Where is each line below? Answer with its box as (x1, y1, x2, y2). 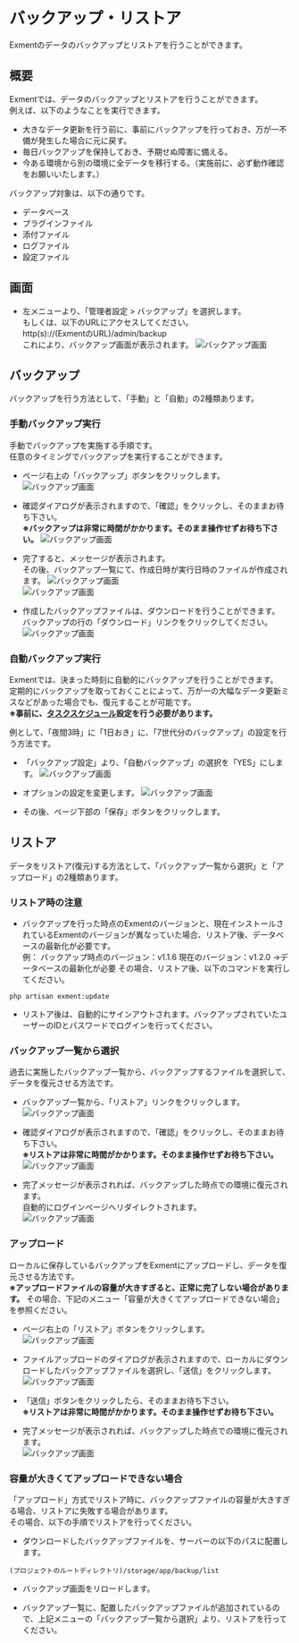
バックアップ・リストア (9, 8, 182, 29)
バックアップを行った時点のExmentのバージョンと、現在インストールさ (21, 918, 285, 929)
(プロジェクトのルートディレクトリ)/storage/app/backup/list (9, 1566, 220, 1575)
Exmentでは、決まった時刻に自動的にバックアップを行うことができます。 (9, 674, 278, 685)
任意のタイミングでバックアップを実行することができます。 (9, 451, 228, 462)
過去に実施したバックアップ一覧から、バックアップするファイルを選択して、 (9, 1067, 290, 1077)
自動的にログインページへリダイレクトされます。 (21, 1202, 203, 1213)
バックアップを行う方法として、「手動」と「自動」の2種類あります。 (9, 393, 260, 404)
